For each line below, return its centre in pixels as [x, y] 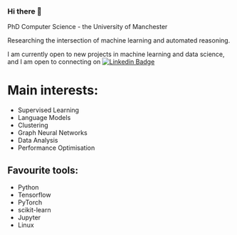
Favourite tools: [43, 170]
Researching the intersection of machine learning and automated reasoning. [119, 40]
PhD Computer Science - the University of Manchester [88, 27]
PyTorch [30, 202]
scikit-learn [34, 210]
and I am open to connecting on [54, 62]
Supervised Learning [48, 110]
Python [28, 187]
